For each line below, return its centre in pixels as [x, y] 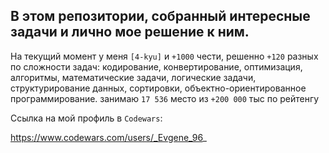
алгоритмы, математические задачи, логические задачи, [133, 77]
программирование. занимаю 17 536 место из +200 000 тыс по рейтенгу [165, 98]
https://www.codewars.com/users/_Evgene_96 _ [108, 137]
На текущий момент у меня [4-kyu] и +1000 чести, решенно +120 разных [164, 56]
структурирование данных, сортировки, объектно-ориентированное [158, 88]
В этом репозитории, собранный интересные [160, 16]
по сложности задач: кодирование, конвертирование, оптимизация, [156, 66]
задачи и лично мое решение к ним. [130, 32]
